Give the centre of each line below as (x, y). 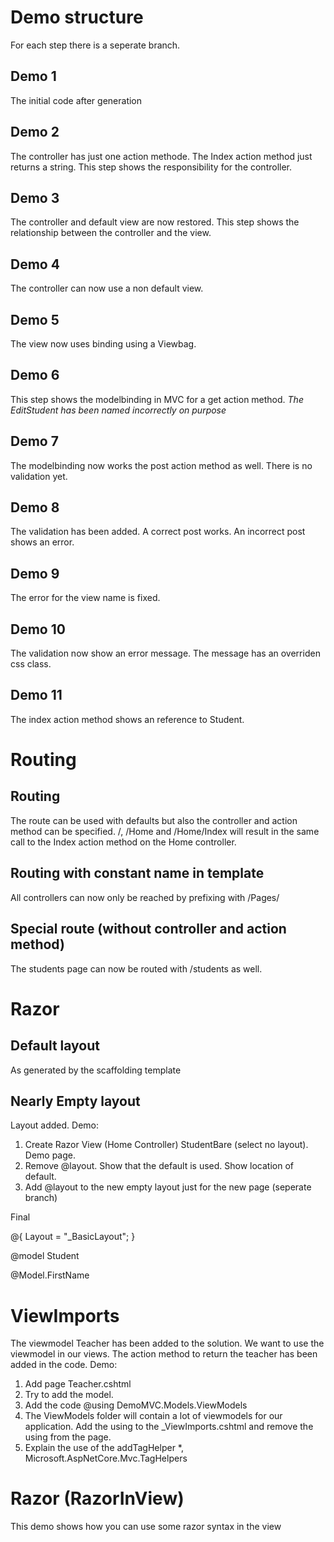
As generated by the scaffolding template (96, 1070)
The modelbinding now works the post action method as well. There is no (161, 465)
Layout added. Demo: (55, 1125)
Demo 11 (36, 695)
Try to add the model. (69, 1395)
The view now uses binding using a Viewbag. (103, 344)
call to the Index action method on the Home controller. (123, 842)
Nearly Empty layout (75, 1101)
